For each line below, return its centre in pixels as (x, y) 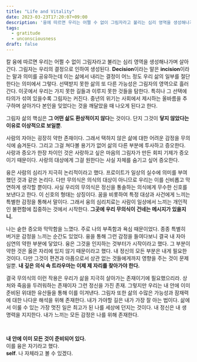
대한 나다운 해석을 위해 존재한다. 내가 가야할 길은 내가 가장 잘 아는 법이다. (96, 300)
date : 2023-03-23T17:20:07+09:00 (47, 17)
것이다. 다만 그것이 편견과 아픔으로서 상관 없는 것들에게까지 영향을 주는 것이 (92, 258)
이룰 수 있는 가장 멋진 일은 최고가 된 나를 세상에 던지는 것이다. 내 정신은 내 (96, 307)
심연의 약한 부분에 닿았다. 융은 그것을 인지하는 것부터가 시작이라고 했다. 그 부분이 (98, 243)
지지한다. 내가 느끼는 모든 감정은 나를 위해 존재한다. (80, 314)
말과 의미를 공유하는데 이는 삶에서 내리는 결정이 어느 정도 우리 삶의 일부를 (96, 76)
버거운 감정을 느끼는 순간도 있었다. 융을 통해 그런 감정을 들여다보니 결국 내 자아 (96, 236)
